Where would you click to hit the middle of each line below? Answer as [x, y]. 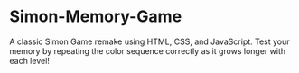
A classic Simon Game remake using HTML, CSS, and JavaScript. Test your [150, 41]
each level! [29, 60]
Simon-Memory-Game [96, 17]
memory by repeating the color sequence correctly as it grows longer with [148, 50]
